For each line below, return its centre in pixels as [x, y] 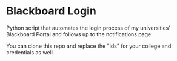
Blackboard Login [52, 11]
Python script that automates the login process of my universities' [88, 28]
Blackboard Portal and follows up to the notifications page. [79, 34]
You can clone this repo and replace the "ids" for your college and [89, 46]
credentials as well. [30, 52]
